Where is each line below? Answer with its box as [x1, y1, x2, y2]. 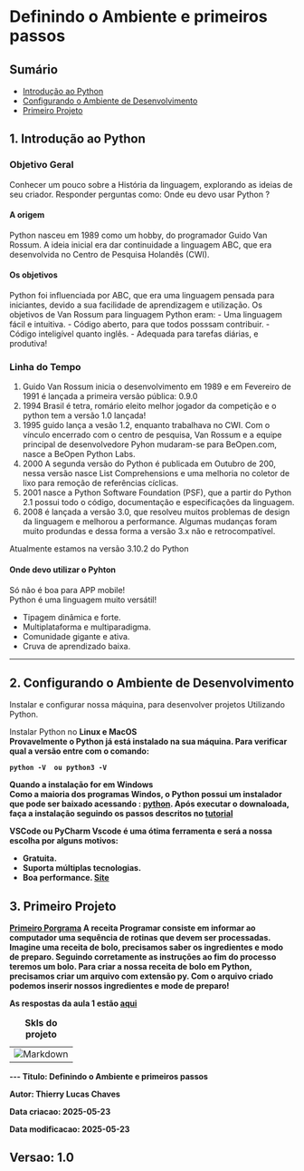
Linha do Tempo [9, 361, 81, 374]
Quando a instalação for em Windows [9, 779, 154, 790]
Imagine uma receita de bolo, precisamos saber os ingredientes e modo [9, 942, 283, 953]
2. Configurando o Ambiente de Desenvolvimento [9, 675, 295, 690]
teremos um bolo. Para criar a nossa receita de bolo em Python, [9, 961, 252, 972]
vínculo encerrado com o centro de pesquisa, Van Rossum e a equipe [22, 429, 282, 441]
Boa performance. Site [22, 873, 110, 883]
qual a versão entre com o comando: [9, 746, 149, 756]
